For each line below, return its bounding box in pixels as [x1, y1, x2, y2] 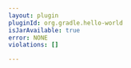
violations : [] [8, 41, 59, 49]
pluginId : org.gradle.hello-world [8, 19, 124, 27]
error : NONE [8, 33, 48, 42]
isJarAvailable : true [8, 26, 81, 34]
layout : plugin [8, 11, 59, 20]
